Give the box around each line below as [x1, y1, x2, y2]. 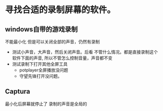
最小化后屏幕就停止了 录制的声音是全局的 [5, 101, 87, 107]
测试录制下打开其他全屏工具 [12, 61, 68, 67]
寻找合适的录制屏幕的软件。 [5, 4, 116, 15]
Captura [5, 87, 31, 96]
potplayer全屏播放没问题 [19, 67, 68, 73]
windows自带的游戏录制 [5, 25, 78, 33]
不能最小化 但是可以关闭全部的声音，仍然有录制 [5, 39, 100, 44]
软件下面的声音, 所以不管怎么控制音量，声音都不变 [12, 55, 113, 61]
